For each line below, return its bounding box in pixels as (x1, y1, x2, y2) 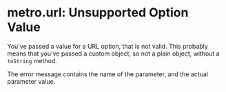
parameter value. (7, 77, 56, 85)
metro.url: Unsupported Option (7, 5, 189, 21)
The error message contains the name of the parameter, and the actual (7, 70, 209, 78)
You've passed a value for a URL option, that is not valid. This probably (7, 42, 208, 50)
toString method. (7, 56, 57, 65)
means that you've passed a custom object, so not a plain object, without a (7, 49, 220, 58)
